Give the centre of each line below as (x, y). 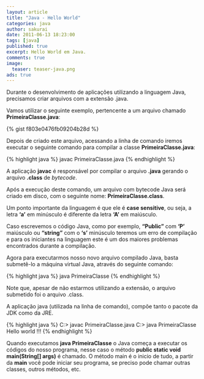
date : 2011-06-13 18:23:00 (41, 35)
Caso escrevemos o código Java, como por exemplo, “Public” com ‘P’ (96, 226)
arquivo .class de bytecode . (42, 178)
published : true (27, 47)
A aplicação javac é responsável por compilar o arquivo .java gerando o (97, 171)
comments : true (26, 58)
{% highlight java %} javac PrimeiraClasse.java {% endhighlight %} (91, 159)
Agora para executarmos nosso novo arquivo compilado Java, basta (93, 258)
